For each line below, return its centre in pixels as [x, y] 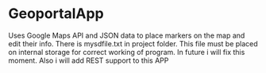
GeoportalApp [56, 14]
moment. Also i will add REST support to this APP [89, 60]
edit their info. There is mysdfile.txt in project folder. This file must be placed [133, 43]
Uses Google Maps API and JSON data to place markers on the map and [127, 35]
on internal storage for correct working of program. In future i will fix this [127, 52]
